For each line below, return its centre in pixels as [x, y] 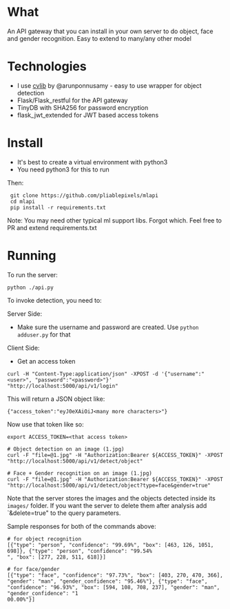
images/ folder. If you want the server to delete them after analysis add [107, 505]
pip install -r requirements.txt [58, 207]
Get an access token [46, 361]
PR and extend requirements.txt [52, 227]
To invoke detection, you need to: [54, 300]
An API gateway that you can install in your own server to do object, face [110, 31]
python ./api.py [30, 288]
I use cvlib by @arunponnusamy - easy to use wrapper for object [109, 85]
